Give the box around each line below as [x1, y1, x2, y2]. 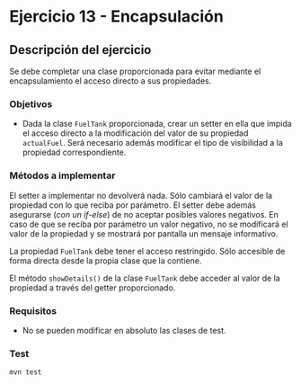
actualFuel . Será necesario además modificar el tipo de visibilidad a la [22, 138, 283, 148]
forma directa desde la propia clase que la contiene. [9, 255, 202, 266]
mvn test [9, 368, 42, 377]
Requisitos [9, 304, 57, 317]
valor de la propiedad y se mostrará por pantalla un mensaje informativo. [9, 228, 279, 239]
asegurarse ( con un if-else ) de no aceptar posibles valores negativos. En [9, 209, 279, 219]
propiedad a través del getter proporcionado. [9, 281, 176, 293]
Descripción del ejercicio [9, 42, 152, 58]
